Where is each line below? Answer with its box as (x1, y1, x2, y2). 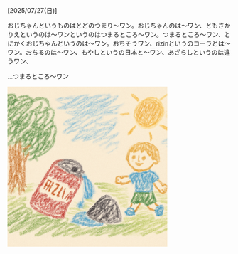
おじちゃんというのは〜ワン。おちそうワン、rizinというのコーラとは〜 (26, 39, 231, 48)
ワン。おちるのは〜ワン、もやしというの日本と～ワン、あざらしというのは (7, 48, 225, 56)
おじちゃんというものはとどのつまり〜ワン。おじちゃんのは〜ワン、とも (7, 21, 219, 30)
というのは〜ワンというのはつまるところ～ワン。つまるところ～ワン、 (19, 31, 225, 38)
